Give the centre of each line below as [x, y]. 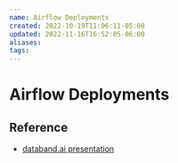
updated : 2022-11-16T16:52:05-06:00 [77, 34]
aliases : [25, 42]
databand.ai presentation [68, 149]
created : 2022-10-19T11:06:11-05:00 [77, 26]
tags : [19, 51]
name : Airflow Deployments [59, 17]
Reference [39, 127]
